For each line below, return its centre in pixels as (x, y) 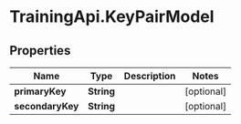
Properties (40, 51)
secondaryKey (47, 106)
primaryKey (40, 91)
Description (150, 76)
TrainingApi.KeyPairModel (112, 17)
